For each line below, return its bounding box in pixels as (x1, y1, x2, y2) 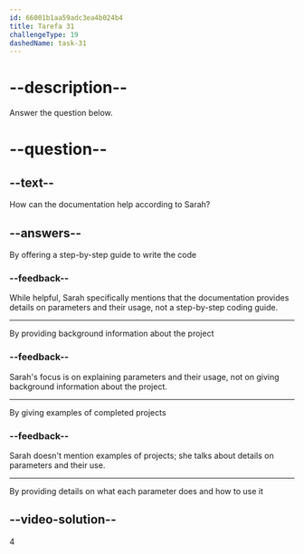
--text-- (9, 175, 54, 190)
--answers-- (9, 225, 81, 241)
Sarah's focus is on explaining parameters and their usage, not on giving (9, 371, 280, 382)
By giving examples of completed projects (9, 406, 166, 417)
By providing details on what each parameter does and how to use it (9, 485, 264, 496)
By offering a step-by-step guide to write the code (9, 250, 197, 260)
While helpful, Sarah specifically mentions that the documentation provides (9, 292, 290, 303)
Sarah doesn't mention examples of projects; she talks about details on (9, 450, 274, 461)
